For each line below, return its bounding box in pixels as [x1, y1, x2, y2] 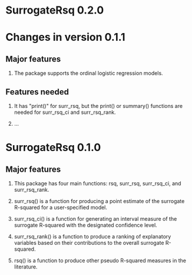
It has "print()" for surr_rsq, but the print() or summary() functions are [14, 103, 183, 109]
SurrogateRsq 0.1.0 [5, 141, 101, 154]
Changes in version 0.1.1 [5, 31, 125, 44]
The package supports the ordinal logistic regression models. [14, 70, 163, 77]
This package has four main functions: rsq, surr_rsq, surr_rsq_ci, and [14, 180, 181, 186]
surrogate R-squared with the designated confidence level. [14, 222, 157, 228]
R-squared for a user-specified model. [14, 204, 107, 211]
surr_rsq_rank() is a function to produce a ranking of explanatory [14, 233, 171, 240]
